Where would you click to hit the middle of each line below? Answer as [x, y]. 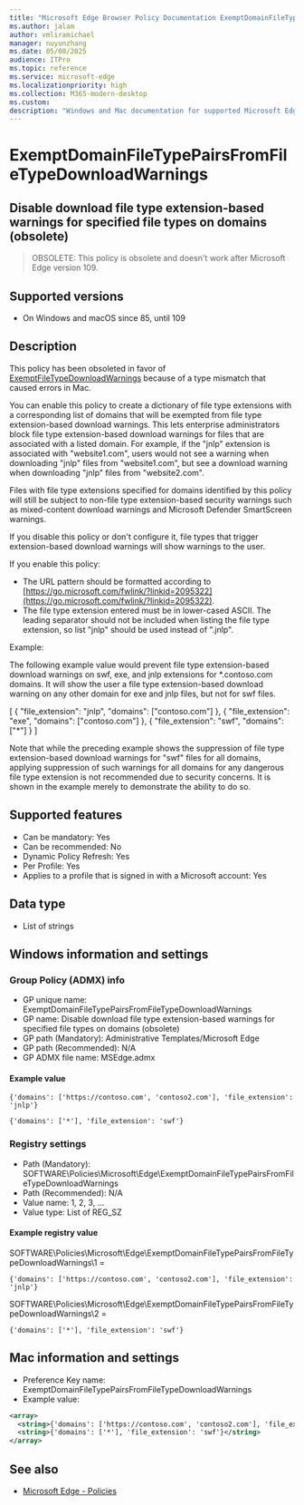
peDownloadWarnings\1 [53, 1262]
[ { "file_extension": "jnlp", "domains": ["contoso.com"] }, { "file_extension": [150, 711]
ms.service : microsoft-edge [62, 77]
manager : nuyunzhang [48, 43]
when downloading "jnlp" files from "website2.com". [107, 472]
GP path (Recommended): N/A [79, 1048]
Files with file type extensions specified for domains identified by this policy [151, 490]
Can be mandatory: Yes [66, 837]
